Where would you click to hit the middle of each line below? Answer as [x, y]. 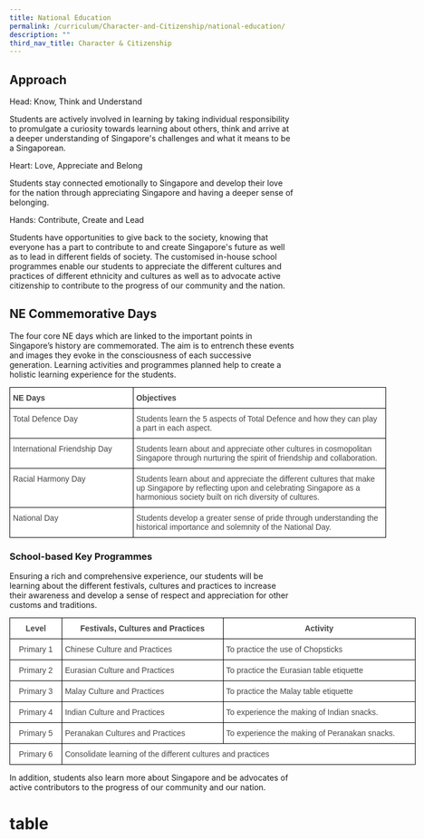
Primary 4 [36, 713]
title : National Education [60, 18]
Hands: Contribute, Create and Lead [77, 220]
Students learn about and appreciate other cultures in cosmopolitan [254, 448]
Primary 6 [36, 754]
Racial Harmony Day [49, 478]
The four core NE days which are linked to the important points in [131, 335]
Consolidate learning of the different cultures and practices [167, 754]
